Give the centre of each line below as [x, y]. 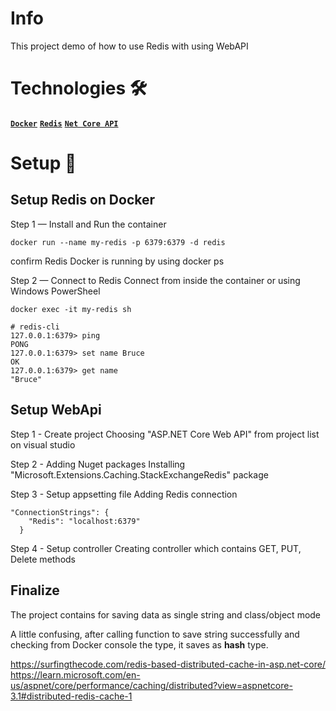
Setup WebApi [56, 410]
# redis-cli [35, 327]
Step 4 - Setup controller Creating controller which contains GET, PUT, [156, 548]
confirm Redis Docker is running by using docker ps [117, 261]
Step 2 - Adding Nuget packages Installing [98, 464]
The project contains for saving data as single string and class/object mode [166, 614]
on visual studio [43, 444]
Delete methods [43, 559]
